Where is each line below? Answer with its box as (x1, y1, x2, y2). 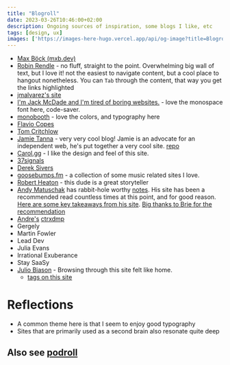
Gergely (16, 222, 40, 231)
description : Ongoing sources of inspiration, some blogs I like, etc (7, 23, 213, 30)
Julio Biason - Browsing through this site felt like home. (16, 266, 173, 274)
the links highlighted (16, 84, 75, 92)
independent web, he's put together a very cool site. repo (16, 142, 180, 150)
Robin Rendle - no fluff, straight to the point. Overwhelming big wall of (16, 62, 214, 70)
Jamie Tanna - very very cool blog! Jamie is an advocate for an (16, 134, 196, 143)
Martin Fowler (16, 229, 57, 237)
